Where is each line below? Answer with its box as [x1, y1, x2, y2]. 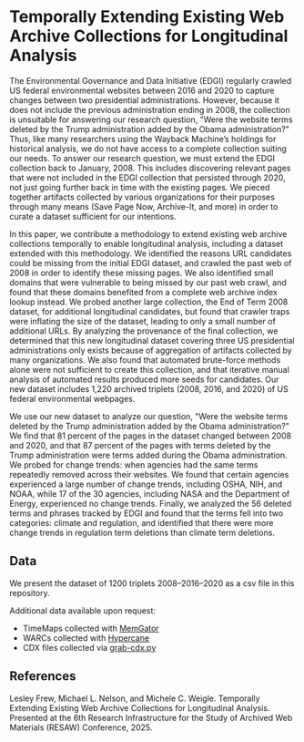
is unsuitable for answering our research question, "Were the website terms [9, 114, 293, 125]
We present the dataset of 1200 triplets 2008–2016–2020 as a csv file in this [9, 577, 295, 589]
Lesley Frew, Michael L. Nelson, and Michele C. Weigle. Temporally [9, 693, 261, 704]
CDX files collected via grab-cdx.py [22, 642, 157, 653]
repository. [9, 587, 50, 598]
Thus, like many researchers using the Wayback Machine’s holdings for [9, 133, 277, 144]
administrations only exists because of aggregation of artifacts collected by [9, 345, 293, 356]
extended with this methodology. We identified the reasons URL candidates [9, 248, 292, 259]
